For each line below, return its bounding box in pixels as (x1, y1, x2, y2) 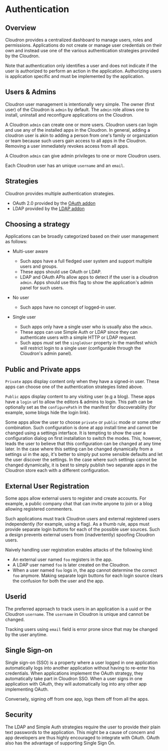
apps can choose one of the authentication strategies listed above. (5, 384, 143, 390)
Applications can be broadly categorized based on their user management (5, 233, 159, 239)
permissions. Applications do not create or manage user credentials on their (5, 42, 162, 48)
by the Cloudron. (5, 53, 40, 59)
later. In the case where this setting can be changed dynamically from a (5, 446, 153, 452)
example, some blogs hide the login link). (5, 410, 90, 416)
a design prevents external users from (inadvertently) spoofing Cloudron (5, 532, 155, 538)
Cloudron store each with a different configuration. (5, 467, 110, 474)
